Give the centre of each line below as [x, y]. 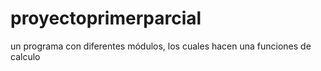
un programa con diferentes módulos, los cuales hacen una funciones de [161, 46]
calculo [25, 56]
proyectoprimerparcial [106, 18]
